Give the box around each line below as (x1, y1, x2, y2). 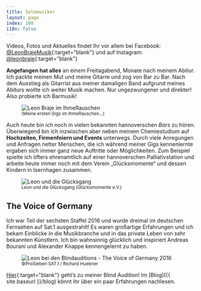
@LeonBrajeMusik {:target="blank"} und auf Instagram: (6, 49, 143, 56)
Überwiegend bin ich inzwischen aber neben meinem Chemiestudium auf (6, 128, 189, 135)
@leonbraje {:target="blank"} (6, 55, 77, 62)
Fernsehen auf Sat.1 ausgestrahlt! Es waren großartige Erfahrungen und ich (6, 223, 194, 231)
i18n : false (6, 25, 36, 32)
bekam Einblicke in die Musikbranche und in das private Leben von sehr (6, 230, 186, 237)
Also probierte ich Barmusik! (6, 93, 77, 100)
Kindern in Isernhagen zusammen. (6, 166, 92, 174)
